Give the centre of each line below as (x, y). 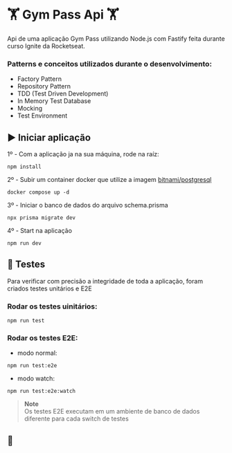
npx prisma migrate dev (42, 218)
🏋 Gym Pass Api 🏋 (63, 15)
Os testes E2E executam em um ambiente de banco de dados (112, 412)
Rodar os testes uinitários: (52, 306)
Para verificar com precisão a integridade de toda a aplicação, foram (105, 281)
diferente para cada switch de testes (77, 419)
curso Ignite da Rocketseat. (46, 46)
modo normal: (37, 353)
